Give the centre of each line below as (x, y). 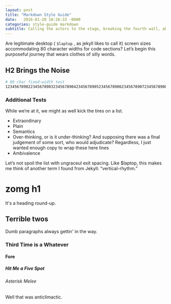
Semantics (24, 131)
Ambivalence (26, 153)
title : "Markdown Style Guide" (38, 15)
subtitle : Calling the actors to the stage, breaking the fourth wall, (83, 29)
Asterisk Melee (21, 281)
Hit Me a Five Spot (25, 268)
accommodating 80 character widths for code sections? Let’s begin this (80, 49)
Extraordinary (27, 121)
